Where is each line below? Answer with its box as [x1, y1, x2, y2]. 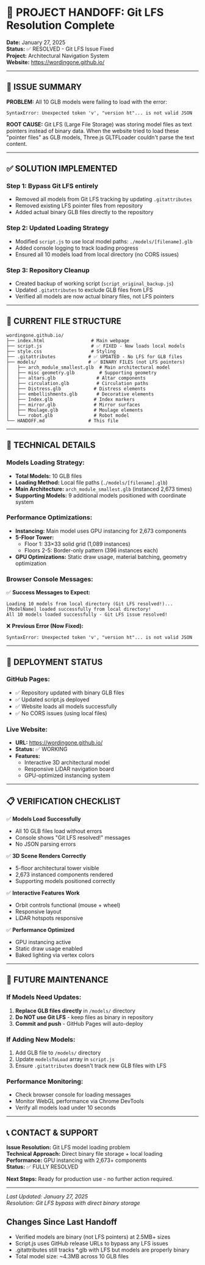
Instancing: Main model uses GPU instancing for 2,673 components [15, 527, 187, 535]
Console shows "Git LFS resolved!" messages [15, 834, 131, 841]
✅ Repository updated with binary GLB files [15, 689, 124, 696]
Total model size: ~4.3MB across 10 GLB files [15, 1252, 129, 1260]
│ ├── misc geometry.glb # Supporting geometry [6, 369, 157, 376]
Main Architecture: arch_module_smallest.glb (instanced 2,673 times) [15, 485, 192, 492]
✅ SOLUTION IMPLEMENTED [6, 164, 118, 174]
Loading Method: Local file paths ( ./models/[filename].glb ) [15, 478, 168, 486]
